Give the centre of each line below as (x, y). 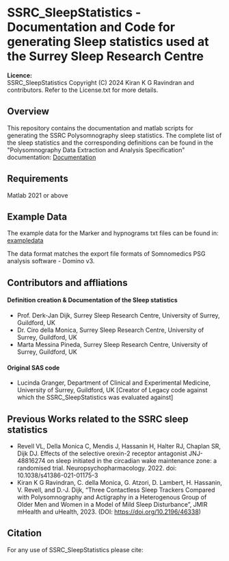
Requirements (38, 179)
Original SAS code (33, 368)
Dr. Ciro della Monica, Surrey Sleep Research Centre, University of (110, 330)
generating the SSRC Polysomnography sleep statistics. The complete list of (114, 135)
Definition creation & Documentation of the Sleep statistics (92, 300)
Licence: (20, 75)
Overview (28, 111)
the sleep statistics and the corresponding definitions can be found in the (110, 143)
